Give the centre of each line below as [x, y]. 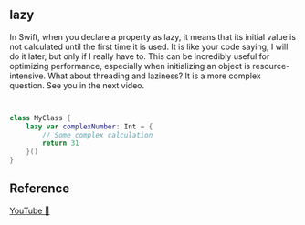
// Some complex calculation [98, 135]
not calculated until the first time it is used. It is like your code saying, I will [149, 46]
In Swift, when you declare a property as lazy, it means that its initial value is [153, 36]
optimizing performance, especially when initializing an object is [130, 66]
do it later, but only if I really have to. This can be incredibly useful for [140, 56]
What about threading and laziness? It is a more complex [155, 76]
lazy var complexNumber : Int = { [89, 127]
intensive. [28, 76]
